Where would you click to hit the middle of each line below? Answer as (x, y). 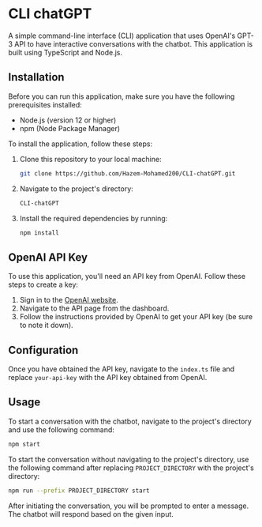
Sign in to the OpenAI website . (69, 300)
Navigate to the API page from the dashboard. (94, 308)
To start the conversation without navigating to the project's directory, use (129, 459)
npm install (39, 233)
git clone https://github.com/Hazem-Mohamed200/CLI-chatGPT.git (127, 173)
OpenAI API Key (48, 257)
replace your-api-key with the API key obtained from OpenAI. (108, 377)
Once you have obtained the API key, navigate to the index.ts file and (122, 369)
